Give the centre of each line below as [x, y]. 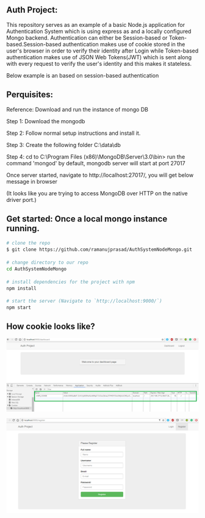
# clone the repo [28, 243]
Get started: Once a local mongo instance [87, 219]
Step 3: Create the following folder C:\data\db [63, 145]
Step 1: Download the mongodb [46, 121]
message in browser [32, 181]
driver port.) [21, 200]
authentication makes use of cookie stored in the [124, 44]
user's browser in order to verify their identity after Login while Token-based [103, 51]
